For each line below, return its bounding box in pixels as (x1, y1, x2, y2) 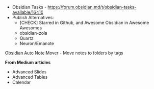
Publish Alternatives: (12, 15, 54, 20)
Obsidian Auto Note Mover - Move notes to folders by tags (5, 50, 124, 56)
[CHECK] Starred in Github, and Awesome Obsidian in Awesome (19, 20, 150, 25)
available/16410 (12, 9, 44, 15)
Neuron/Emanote (19, 41, 54, 46)
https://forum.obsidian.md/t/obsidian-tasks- (47, 4, 137, 10)
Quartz (19, 35, 34, 41)
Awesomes (19, 25, 42, 31)
